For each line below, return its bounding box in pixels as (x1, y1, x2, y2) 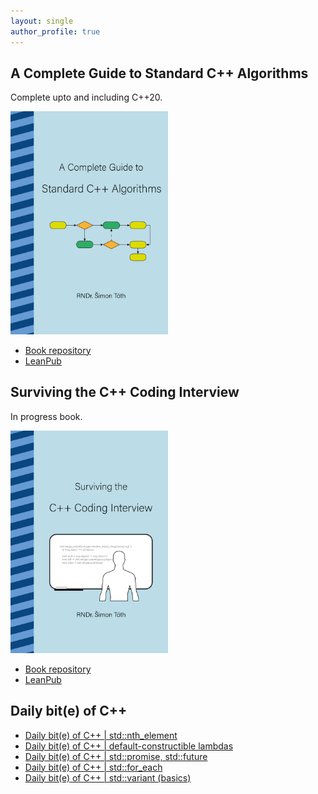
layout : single (10, 16, 74, 26)
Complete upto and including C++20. (10, 91, 163, 104)
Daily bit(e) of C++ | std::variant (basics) (24, 771, 192, 784)
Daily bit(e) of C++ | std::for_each (24, 761, 163, 773)
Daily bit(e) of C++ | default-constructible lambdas (24, 740, 234, 752)
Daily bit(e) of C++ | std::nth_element (24, 729, 178, 741)
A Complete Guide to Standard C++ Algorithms (10, 65, 309, 82)
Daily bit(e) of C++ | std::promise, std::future (24, 750, 208, 762)
